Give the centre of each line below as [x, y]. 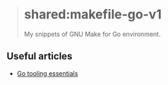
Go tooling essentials [47, 73]
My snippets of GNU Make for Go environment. [92, 34]
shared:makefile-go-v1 [92, 15]
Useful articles [40, 56]
